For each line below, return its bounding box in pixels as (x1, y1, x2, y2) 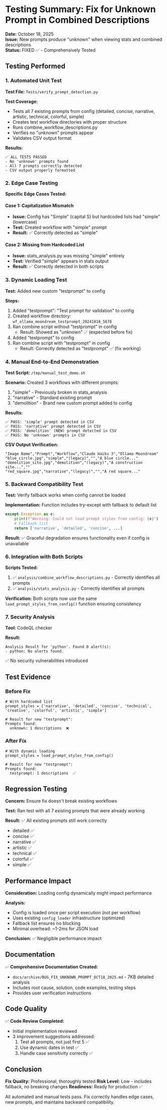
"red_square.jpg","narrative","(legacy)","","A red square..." (5, 469, 141, 474)
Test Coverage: (5, 98, 38, 104)
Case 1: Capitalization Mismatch (5, 202, 74, 208)
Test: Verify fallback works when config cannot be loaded (5, 492, 126, 498)
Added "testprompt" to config (12, 335, 74, 341)
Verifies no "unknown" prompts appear (12, 130, 94, 136)
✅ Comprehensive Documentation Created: (5, 964, 98, 970)
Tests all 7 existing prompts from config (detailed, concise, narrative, (12, 108, 155, 114)
